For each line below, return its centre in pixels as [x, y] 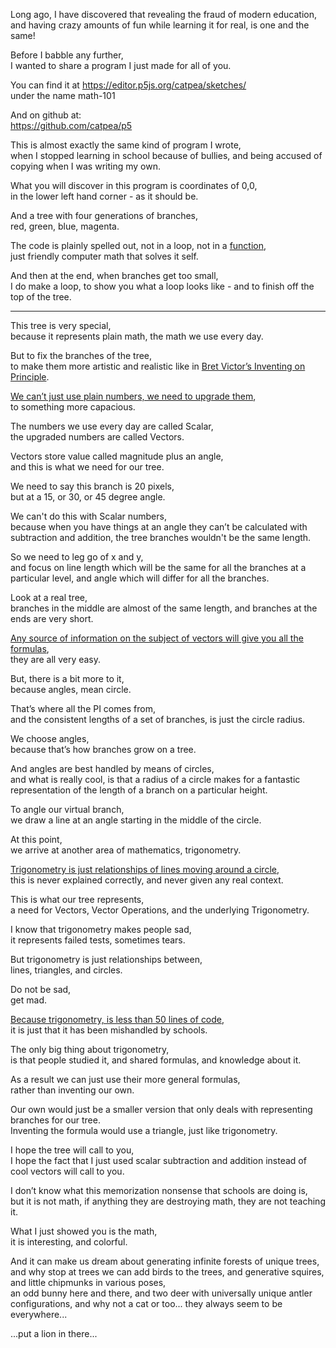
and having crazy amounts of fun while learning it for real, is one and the [160, 25]
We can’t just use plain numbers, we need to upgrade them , [133, 396]
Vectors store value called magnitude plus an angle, [117, 456]
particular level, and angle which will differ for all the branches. [140, 578]
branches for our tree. [55, 1120]
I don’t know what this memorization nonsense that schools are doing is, [159, 1190]
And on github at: [46, 115]
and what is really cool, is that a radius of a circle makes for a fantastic [155, 779]
